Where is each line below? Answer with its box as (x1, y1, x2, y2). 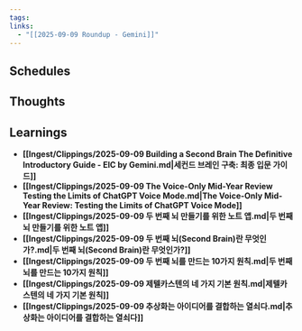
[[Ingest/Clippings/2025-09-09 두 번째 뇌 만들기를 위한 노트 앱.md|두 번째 (22, 210, 293, 221)
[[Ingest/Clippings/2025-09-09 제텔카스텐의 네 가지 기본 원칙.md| (22, 278, 266, 289)
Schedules (9, 63, 70, 78)
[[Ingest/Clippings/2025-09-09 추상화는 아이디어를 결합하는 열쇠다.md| (22, 300, 286, 311)
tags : (9, 13, 30, 23)
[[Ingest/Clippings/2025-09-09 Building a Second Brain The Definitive (22, 148, 293, 159)
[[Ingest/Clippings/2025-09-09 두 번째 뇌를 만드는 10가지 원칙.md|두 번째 (22, 255, 293, 266)
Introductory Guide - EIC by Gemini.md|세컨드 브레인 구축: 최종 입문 (22, 159, 272, 170)
